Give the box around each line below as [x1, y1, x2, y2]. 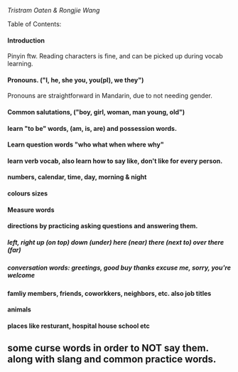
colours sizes [7, 188, 48, 198]
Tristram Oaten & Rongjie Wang [7, 6, 100, 14]
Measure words [7, 206, 55, 214]
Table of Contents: [7, 20, 62, 28]
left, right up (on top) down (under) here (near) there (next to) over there [7, 238, 225, 246]
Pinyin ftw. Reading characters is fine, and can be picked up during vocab [7, 52, 223, 60]
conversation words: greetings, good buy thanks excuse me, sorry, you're [7, 263, 232, 272]
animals [7, 305, 32, 314]
